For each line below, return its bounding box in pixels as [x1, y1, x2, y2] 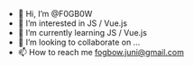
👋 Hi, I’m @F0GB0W [17, 9, 93, 19]
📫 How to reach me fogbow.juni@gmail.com [17, 47, 185, 57]
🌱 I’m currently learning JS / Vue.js [17, 28, 147, 37]
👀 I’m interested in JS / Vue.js [17, 18, 128, 29]
